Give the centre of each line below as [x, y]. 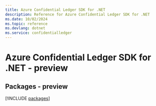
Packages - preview [37, 86]
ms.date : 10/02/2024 [27, 19]
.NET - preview [37, 68]
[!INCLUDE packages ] [28, 98]
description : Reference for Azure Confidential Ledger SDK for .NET [78, 14]
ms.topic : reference [27, 24]
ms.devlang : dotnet [25, 28]
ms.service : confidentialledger [39, 33]
